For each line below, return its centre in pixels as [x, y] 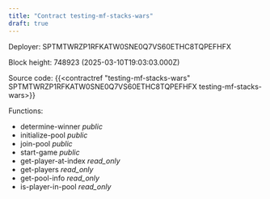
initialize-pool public [54, 135]
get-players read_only [57, 169]
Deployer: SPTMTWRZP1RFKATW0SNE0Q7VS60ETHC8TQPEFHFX [120, 46]
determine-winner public [61, 126]
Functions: [26, 111]
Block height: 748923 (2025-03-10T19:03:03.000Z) [94, 62]
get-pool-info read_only [59, 178]
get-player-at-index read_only [70, 161]
